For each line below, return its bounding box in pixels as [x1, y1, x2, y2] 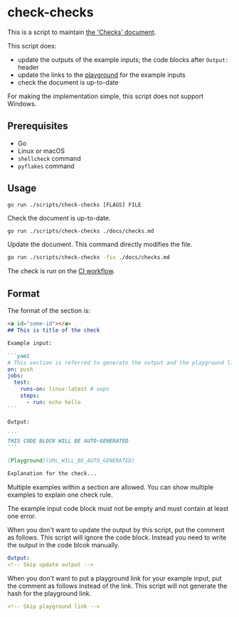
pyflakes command [17, 162, 75, 170]
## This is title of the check [7, 327, 100, 334]
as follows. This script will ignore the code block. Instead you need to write [7, 533, 227, 542]
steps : [20, 392, 40, 399]
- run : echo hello [26, 399, 81, 406]
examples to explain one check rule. [7, 490, 113, 499]
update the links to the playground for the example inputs [17, 70, 186, 79]
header [17, 63, 39, 71]
